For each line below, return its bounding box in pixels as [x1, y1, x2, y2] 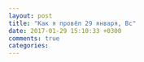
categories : [8, 42, 49, 50]
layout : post [8, 11, 53, 20]
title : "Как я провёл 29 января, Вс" [8, 19, 137, 27]
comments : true [8, 34, 60, 43]
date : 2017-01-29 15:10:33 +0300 [8, 27, 122, 35]
